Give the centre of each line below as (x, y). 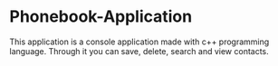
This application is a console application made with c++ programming (139, 42)
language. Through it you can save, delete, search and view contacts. (139, 51)
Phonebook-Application (101, 17)
